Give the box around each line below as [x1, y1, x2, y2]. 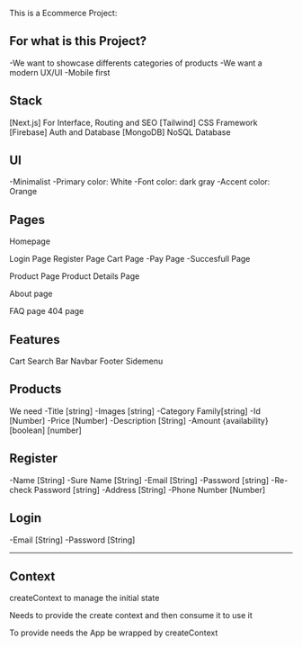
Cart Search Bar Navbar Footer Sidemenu [9, 355, 164, 367]
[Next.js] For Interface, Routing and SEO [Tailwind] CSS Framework [9, 117, 258, 128]
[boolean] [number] [9, 425, 83, 436]
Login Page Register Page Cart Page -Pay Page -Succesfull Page [9, 254, 251, 265]
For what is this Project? [9, 33, 147, 49]
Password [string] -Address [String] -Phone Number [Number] [34, 484, 266, 495]
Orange [9, 186, 38, 197]
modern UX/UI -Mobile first [9, 67, 111, 77]
